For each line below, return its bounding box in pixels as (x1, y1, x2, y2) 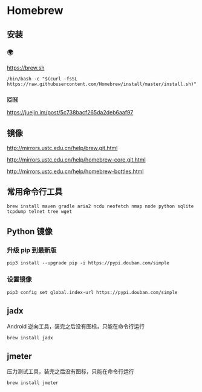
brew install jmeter (7, 380, 59, 386)
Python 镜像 (7, 226, 53, 237)
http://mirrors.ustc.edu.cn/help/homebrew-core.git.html (7, 155, 146, 163)
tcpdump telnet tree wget (7, 208, 72, 215)
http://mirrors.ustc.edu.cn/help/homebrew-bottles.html (7, 168, 144, 175)
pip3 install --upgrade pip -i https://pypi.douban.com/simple (7, 260, 170, 266)
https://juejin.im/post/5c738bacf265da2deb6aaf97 (7, 109, 134, 116)
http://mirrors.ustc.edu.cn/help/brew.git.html (7, 144, 118, 151)
